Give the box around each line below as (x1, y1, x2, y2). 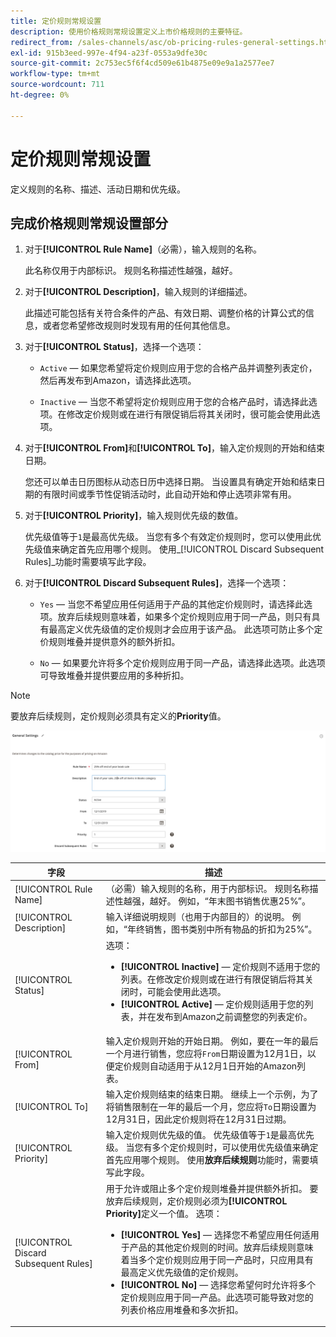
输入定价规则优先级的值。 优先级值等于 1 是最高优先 (105, 1129, 315, 1141)
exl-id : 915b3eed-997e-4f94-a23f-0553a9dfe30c (10, 48, 208, 58)
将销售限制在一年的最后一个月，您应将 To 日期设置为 (105, 1101, 317, 1113)
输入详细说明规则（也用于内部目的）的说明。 (105, 911, 290, 923)
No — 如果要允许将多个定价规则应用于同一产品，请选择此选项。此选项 (39, 657, 326, 669)
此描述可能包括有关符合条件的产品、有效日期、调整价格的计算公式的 (24, 307, 306, 319)
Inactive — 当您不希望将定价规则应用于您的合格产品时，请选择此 (39, 396, 309, 408)
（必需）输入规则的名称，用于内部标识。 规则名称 (105, 883, 310, 895)
